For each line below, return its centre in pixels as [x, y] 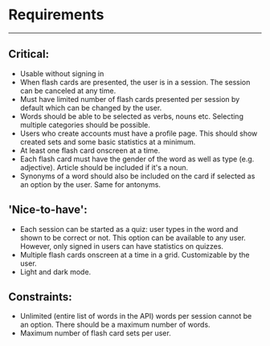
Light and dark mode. [55, 271]
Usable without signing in [62, 73]
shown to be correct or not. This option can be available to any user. [133, 238]
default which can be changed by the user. [91, 108]
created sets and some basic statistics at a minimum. [108, 141]
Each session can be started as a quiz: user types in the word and [129, 229]
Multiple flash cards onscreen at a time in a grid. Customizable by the [135, 254]
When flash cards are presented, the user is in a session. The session [135, 82]
